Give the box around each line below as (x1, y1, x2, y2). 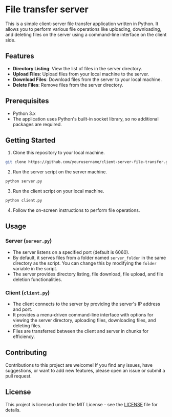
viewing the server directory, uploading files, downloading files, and (12, 317, 156, 323)
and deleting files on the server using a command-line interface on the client (5, 31, 167, 37)
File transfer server (5, 4, 89, 15)
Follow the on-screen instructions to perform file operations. (12, 207, 140, 213)
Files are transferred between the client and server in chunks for (12, 328, 149, 334)
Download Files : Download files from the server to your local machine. (12, 76, 162, 83)
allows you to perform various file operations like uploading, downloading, (5, 26, 162, 32)
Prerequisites (5, 96, 49, 106)
